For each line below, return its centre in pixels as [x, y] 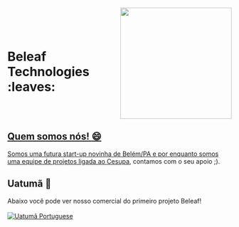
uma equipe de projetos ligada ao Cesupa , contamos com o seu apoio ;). [114, 161]
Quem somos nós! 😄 [54, 137]
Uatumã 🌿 [30, 184]
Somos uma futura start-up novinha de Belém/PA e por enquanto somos [113, 154]
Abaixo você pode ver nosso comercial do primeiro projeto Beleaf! [105, 201]
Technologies [49, 72]
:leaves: [31, 87]
